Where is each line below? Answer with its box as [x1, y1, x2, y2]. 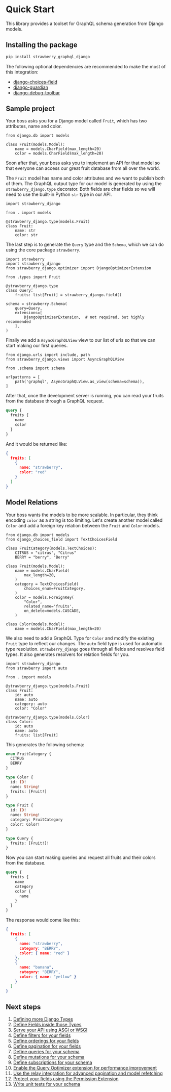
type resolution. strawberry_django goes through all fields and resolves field [6, 646, 164, 652]
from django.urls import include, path [6, 352, 90, 358]
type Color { [6, 775, 33, 780]
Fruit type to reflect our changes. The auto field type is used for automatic [6, 640, 163, 646]
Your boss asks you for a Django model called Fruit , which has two [6, 118, 147, 124]
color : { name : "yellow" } [19, 974, 77, 979]
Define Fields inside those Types [13, 1022, 82, 1028]
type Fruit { [6, 803, 33, 808]
